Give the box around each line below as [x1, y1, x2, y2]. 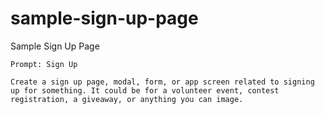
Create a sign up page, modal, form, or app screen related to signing [10, 77, 315, 87]
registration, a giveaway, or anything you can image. [10, 94, 244, 104]
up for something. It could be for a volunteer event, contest [10, 85, 280, 96]
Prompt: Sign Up [10, 59, 78, 69]
